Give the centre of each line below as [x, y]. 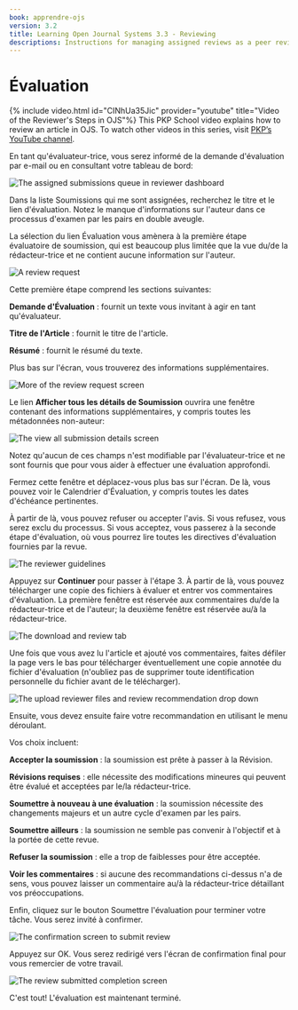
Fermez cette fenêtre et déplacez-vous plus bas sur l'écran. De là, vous [140, 482]
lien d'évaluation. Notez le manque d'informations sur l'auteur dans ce [137, 210]
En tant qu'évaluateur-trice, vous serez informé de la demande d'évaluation [147, 156]
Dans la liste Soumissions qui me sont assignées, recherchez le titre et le [142, 200]
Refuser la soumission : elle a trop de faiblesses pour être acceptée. [135, 857]
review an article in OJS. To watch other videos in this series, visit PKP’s [141, 130]
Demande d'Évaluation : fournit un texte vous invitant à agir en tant [133, 306]
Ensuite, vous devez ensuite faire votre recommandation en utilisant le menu [149, 716]
